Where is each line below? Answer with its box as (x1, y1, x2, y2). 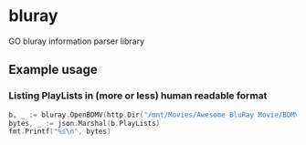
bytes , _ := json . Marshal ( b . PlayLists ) (8, 119, 161, 128)
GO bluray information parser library (8, 36, 145, 47)
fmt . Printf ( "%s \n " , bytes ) (8, 127, 111, 137)
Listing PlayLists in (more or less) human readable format (8, 89, 268, 102)
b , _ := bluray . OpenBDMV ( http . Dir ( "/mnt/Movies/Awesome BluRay (8, 110, 255, 119)
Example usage (8, 62, 98, 78)
